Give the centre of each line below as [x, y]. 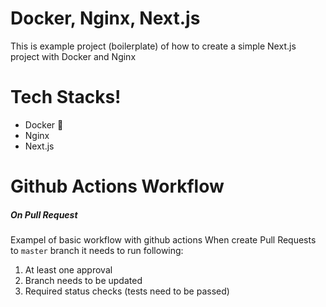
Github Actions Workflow [117, 186]
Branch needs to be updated [83, 281]
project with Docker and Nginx [73, 56]
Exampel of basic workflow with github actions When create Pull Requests [163, 240]
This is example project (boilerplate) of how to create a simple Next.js [153, 46]
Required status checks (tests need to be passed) [127, 291]
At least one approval [68, 270]
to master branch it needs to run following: [97, 251]
